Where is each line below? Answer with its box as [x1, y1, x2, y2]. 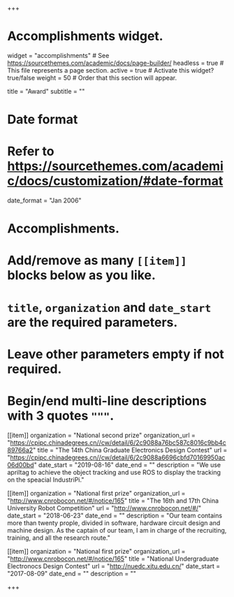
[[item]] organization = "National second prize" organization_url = [7, 431, 196, 439]
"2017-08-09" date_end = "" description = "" [7, 569, 136, 577]
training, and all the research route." [7, 533, 110, 542]
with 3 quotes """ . [7, 408, 115, 423]
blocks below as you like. [7, 267, 156, 283]
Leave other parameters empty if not [7, 346, 225, 362]
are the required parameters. [7, 314, 178, 330]
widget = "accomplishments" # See [7, 51, 110, 59]
